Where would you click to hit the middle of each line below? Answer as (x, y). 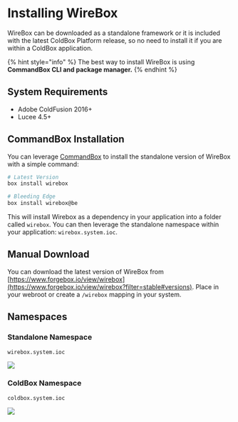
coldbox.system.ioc (36, 398)
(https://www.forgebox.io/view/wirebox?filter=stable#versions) (100, 286)
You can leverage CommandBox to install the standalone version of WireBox (119, 156)
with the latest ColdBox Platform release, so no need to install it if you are (115, 40)
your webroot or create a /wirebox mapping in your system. (94, 294)
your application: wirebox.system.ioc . (62, 232)
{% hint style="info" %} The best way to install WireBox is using (101, 61)
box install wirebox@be (43, 204)
